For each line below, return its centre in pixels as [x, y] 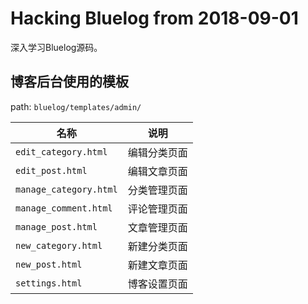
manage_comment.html [64, 208]
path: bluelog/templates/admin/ [76, 106]
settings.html [49, 283]
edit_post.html [51, 170]
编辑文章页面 [157, 171]
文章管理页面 [157, 227]
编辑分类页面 [157, 152]
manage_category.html [66, 189]
